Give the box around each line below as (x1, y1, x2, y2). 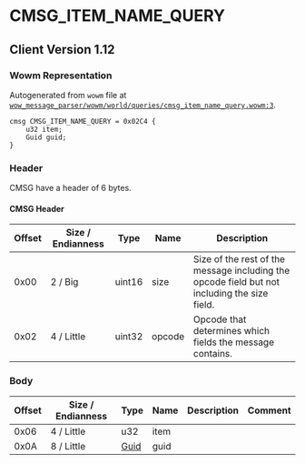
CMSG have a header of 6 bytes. (9, 183, 132, 194)
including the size (193, 287, 269, 300)
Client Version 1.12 (9, 42, 115, 57)
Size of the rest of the (193, 253, 286, 266)
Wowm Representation (9, 69, 113, 82)
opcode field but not (193, 276, 280, 288)
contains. (193, 348, 233, 360)
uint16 (114, 276, 143, 288)
